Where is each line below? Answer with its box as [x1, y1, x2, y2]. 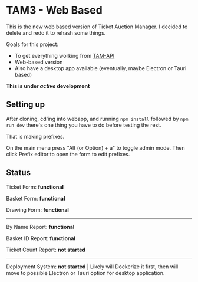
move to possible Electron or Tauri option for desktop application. [6, 269, 165, 276]
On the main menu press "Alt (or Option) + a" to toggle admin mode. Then [6, 144, 185, 151]
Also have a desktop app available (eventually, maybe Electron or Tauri [14, 64, 187, 71]
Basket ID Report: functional [6, 234, 75, 242]
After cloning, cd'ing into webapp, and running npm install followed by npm [6, 115, 189, 122]
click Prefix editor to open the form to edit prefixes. [6, 150, 130, 158]
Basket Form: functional [6, 195, 65, 202]
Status [6, 168, 31, 178]
